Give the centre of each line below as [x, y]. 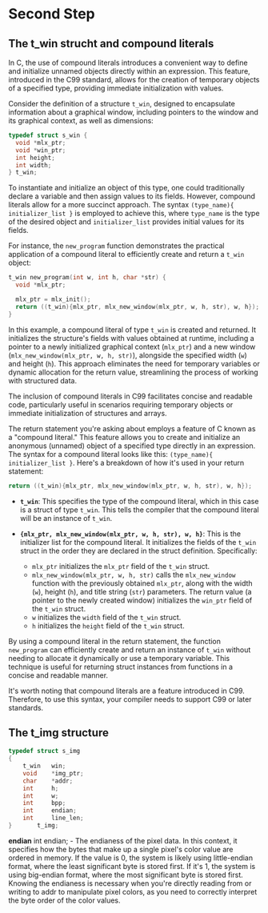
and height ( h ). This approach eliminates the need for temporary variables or [134, 363]
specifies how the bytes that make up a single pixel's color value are [121, 849]
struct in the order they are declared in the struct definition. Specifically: [138, 551]
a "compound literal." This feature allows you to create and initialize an [124, 437]
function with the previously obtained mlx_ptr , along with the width [142, 583]
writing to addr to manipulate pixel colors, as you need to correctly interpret [133, 891]
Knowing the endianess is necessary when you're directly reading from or [130, 883]
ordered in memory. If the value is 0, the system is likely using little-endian [131, 858]
